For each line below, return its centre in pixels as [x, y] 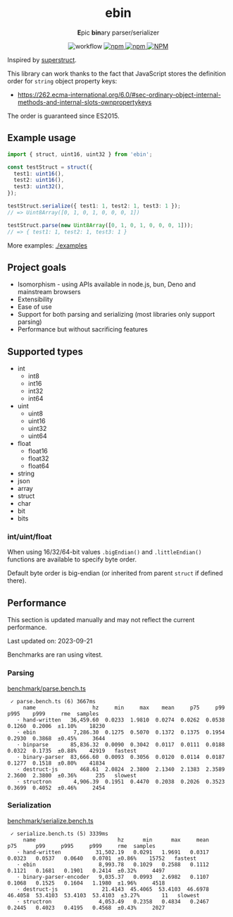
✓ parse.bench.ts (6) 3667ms [53, 701]
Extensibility [35, 299]
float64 [38, 466]
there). [17, 581]
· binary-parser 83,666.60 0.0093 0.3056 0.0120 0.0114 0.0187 [121, 757]
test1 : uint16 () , [39, 174]
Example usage [42, 138]
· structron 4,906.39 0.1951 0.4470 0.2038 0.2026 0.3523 [121, 782]
